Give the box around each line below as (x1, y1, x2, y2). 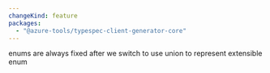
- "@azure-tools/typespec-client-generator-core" (15, 26, 186, 34)
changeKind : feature (8, 11, 79, 20)
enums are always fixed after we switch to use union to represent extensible (8, 49, 263, 59)
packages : (8, 19, 42, 27)
